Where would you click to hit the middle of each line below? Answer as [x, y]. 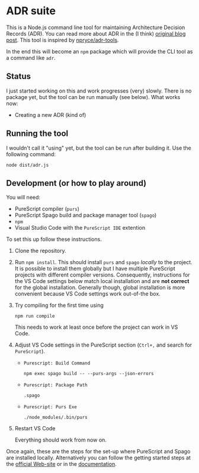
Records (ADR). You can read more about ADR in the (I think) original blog [96, 33]
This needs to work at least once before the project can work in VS [96, 327]
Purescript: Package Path [55, 385]
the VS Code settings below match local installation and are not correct [102, 281]
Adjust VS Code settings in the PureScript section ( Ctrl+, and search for [103, 345]
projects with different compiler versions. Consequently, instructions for [102, 275]
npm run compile [35, 316]
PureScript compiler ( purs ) [47, 209]
